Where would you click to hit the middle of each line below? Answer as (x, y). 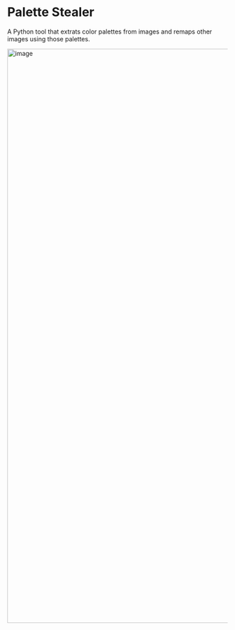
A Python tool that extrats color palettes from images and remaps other (110, 31)
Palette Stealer (51, 12)
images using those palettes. (49, 38)
